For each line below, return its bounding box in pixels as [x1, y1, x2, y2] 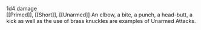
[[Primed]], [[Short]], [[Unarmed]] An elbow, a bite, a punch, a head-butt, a [6, 11, 193, 18]
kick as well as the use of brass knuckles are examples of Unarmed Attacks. [6, 18, 196, 24]
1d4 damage [6, 5, 38, 12]
